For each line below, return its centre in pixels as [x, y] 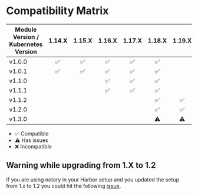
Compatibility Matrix [57, 11]
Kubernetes [26, 44]
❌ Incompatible [33, 146]
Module [26, 29]
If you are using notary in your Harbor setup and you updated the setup [93, 179]
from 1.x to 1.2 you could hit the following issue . [64, 186]
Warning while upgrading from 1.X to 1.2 [81, 165]
